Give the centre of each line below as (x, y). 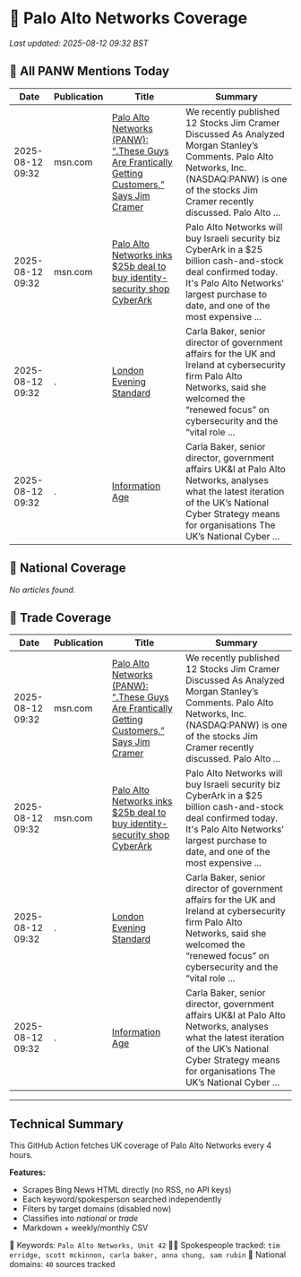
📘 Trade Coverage (60, 617)
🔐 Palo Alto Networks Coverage (129, 18)
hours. (21, 1155)
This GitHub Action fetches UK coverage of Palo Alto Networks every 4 (141, 1145)
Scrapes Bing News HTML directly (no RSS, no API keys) (127, 1190)
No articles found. (43, 590)
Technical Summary (66, 1124)
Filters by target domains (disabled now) (97, 1209)
